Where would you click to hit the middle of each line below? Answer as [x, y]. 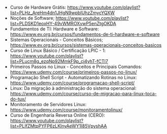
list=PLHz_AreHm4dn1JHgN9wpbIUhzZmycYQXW [62, 13]
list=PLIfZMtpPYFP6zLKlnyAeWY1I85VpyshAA [59, 126]
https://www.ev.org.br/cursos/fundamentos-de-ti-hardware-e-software [85, 34]
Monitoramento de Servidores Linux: [48, 104]
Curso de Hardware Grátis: [38, 7]
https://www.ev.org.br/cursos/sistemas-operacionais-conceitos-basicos [86, 45]
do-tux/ [18, 99]
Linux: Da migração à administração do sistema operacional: [73, 88]
